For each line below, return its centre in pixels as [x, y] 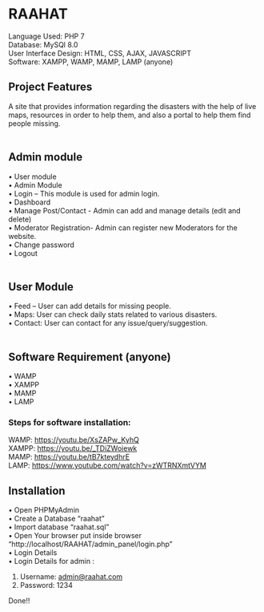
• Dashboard [30, 202]
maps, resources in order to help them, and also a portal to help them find [130, 115]
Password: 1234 [46, 586]
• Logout [23, 253]
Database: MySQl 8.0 [43, 44]
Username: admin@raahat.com [71, 577]
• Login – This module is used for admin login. [84, 193]
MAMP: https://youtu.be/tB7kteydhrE [69, 457]
